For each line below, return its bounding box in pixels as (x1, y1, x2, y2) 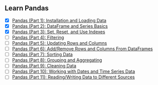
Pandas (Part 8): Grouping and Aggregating (12, 57, 103, 63)
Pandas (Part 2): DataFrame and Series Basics (12, 23, 108, 29)
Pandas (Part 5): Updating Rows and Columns (12, 40, 107, 46)
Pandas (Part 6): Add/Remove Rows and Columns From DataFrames (12, 46, 153, 52)
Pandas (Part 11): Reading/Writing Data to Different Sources (12, 74, 135, 80)
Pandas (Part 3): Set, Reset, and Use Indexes (12, 29, 105, 35)
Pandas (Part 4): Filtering (12, 35, 64, 40)
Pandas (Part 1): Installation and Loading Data (12, 17, 107, 23)
